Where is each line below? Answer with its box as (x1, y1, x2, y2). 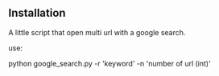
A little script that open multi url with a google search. (8, 27, 186, 37)
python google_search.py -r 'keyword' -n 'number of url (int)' (8, 58, 211, 68)
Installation (8, 6, 66, 20)
